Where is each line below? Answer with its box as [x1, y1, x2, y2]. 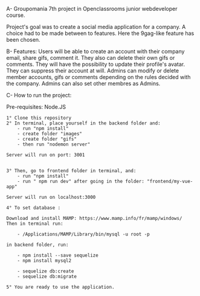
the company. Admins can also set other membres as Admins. [6, 80, 161, 87]
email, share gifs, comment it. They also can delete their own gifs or [6, 54, 175, 61]
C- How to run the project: [6, 92, 72, 98]
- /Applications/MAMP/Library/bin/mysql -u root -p [17, 231, 150, 237]
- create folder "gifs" [17, 136, 77, 142]
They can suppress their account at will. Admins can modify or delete [6, 67, 179, 74]
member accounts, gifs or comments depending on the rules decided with [6, 74, 191, 80]
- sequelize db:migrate [17, 274, 77, 280]
